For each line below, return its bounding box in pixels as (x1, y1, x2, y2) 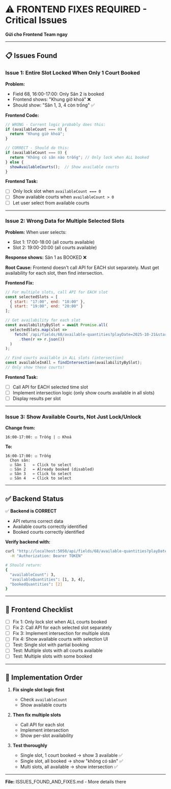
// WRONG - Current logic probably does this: (5, 122, 106, 127)
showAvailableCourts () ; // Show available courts (10, 164, 120, 169)
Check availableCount (20, 697, 68, 703)
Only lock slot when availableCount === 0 (12, 188, 101, 194)
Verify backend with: (5, 539, 51, 545)
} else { (5, 160, 24, 165)
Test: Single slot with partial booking (12, 642, 89, 648)
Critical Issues (5, 14, 67, 26)
